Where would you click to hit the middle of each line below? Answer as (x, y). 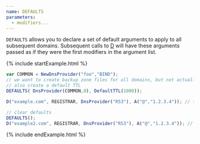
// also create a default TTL (44, 86)
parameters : (21, 17)
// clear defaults (29, 112)
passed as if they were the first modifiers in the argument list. (81, 52)
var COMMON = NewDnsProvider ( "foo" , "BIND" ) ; (62, 75)
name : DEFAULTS (25, 12)
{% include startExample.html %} (47, 63)
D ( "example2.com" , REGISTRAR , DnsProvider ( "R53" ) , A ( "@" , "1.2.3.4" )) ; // (100, 123)
